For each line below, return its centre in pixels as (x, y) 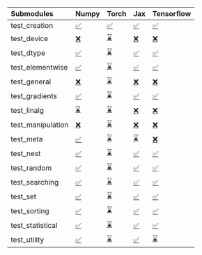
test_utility (28, 240)
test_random (31, 168)
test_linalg (27, 110)
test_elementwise (39, 67)
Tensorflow (172, 14)
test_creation (32, 25)
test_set (24, 196)
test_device (30, 38)
